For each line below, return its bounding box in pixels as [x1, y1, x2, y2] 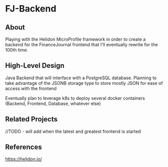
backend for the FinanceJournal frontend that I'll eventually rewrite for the [5, 42, 158, 48]
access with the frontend [5, 85, 57, 91]
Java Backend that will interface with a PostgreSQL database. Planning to [5, 75, 157, 81]
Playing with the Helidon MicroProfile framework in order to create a [5, 36, 146, 42]
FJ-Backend [5, 3, 57, 15]
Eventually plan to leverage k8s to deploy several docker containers [5, 95, 145, 101]
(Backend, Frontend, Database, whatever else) [5, 100, 101, 106]
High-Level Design [5, 61, 65, 70]
